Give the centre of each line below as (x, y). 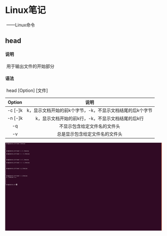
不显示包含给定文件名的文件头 (89, 126)
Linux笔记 (26, 10)
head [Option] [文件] (27, 90)
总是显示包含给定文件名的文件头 (90, 134)
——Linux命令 (21, 25)
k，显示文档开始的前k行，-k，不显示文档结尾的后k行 (90, 118)
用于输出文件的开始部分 (30, 66)
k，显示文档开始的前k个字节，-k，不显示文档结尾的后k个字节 (89, 110)
